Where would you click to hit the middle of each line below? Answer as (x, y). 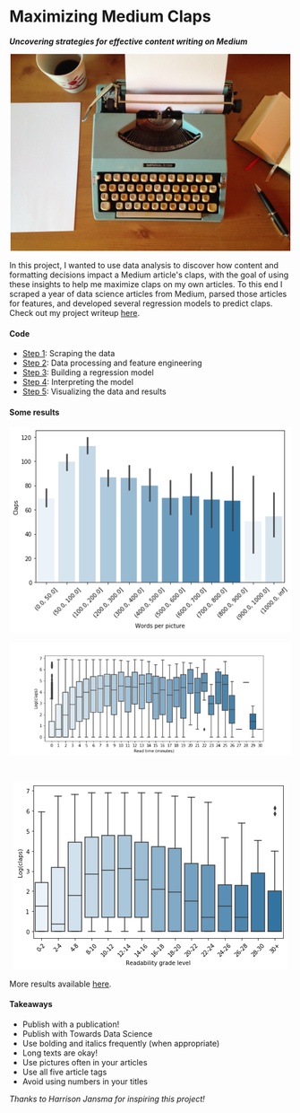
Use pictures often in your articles (85, 1063)
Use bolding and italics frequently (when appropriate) (121, 1044)
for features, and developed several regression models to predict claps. (141, 303)
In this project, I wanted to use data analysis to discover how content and (144, 265)
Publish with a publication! (71, 1024)
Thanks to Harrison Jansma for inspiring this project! (107, 1099)
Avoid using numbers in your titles (85, 1082)
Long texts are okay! (60, 1053)
